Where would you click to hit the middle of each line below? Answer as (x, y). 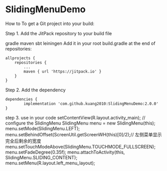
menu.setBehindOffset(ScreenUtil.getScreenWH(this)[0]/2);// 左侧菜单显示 (84, 134)
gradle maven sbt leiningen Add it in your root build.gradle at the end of (80, 43)
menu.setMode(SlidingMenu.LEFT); (43, 128)
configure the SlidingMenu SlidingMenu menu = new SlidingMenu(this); (80, 123)
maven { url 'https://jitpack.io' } (63, 71)
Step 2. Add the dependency (35, 90)
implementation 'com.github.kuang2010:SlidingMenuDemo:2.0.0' (91, 104)
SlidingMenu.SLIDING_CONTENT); (41, 157)
